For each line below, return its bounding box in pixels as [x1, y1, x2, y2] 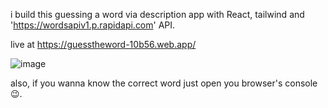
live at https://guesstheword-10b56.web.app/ [10, 39, 197, 50]
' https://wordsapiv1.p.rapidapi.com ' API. [10, 19, 176, 31]
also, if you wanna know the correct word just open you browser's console [10, 77, 318, 89]
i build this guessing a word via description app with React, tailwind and [10, 9, 305, 20]
